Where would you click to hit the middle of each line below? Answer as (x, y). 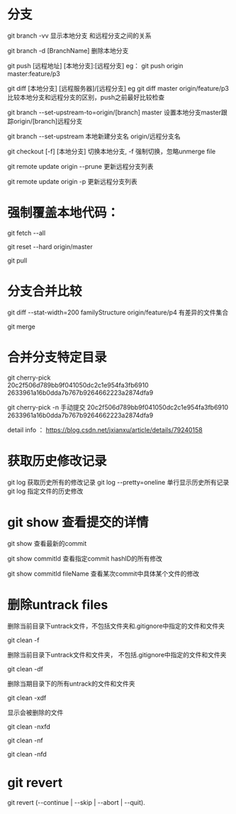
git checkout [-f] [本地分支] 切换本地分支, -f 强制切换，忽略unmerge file (112, 151)
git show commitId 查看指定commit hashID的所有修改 (85, 559)
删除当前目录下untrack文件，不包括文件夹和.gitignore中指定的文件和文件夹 (116, 626)
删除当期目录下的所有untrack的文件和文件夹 (71, 683)
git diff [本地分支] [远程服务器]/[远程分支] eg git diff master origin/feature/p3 (118, 88)
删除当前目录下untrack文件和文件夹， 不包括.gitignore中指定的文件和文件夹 (117, 654)
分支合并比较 (45, 291)
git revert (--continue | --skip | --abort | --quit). (76, 802)
